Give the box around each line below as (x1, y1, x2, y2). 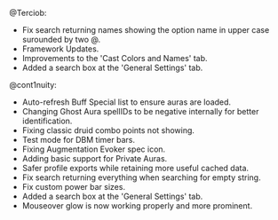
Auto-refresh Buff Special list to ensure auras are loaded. (21, 97, 232, 107)
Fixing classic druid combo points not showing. (21, 125, 195, 136)
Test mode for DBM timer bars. (21, 135, 136, 145)
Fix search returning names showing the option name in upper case (21, 25, 270, 35)
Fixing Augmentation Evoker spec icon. (21, 144, 166, 154)
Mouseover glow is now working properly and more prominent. (21, 200, 253, 211)
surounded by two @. (21, 35, 101, 44)
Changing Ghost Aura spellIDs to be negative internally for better (21, 106, 259, 116)
